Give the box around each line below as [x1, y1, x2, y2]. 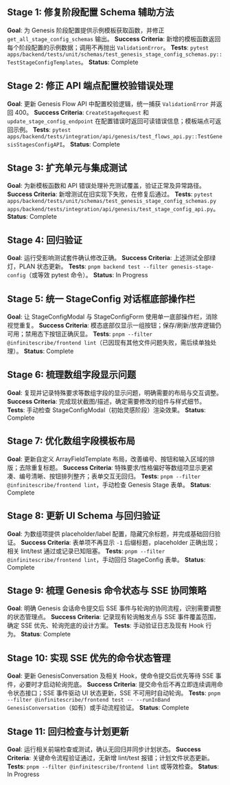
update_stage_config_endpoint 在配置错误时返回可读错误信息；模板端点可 [7, 116, 216, 125]
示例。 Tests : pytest [12, 125, 71, 133]
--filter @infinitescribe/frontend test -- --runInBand [7, 697, 170, 704]
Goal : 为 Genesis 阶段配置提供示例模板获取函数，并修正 [7, 26, 165, 34]
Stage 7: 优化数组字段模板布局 [7, 435, 135, 447]
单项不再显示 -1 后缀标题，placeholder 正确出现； [78, 538, 220, 546]
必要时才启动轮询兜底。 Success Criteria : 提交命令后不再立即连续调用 [19, 680, 218, 689]
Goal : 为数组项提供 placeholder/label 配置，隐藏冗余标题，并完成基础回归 [7, 529, 215, 538]
